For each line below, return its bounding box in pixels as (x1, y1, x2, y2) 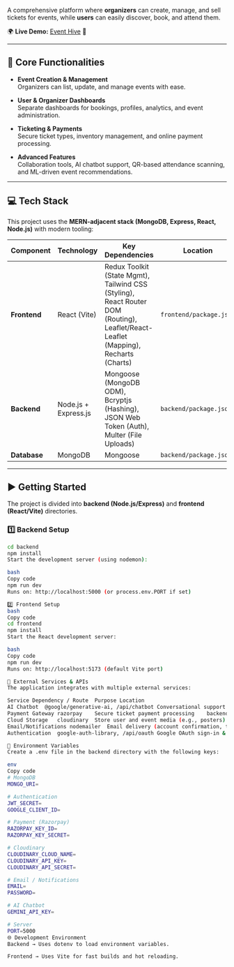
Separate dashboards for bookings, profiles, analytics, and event (17, 103, 203, 112)
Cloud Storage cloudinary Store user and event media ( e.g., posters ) (7, 717, 226, 724)
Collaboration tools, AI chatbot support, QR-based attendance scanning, (17, 160, 225, 168)
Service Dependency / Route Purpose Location (7, 697, 145, 704)
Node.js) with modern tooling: (7, 225, 94, 233)
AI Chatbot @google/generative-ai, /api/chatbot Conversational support (7, 704, 226, 711)
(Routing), (104, 314, 137, 324)
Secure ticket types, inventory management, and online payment (17, 132, 203, 140)
